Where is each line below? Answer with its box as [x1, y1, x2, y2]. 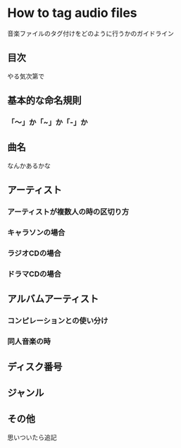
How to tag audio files [7, 5, 137, 21]
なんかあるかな [7, 161, 51, 170]
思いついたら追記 [7, 432, 57, 442]
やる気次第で [7, 72, 44, 80]
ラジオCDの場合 [7, 248, 61, 258]
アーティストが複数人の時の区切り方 [7, 207, 130, 217]
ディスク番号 [7, 361, 63, 373]
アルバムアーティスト [7, 293, 99, 305]
